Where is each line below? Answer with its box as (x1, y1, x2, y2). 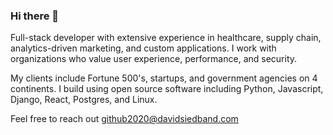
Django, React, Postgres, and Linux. (10, 94, 158, 106)
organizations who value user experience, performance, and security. (10, 53, 298, 65)
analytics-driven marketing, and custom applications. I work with (10, 42, 277, 54)
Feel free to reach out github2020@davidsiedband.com (10, 113, 239, 125)
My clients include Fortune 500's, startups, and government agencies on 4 (10, 72, 318, 84)
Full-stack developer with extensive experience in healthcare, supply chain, (10, 32, 322, 44)
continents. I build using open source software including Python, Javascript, (10, 83, 324, 95)
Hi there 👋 (10, 9, 60, 23)
